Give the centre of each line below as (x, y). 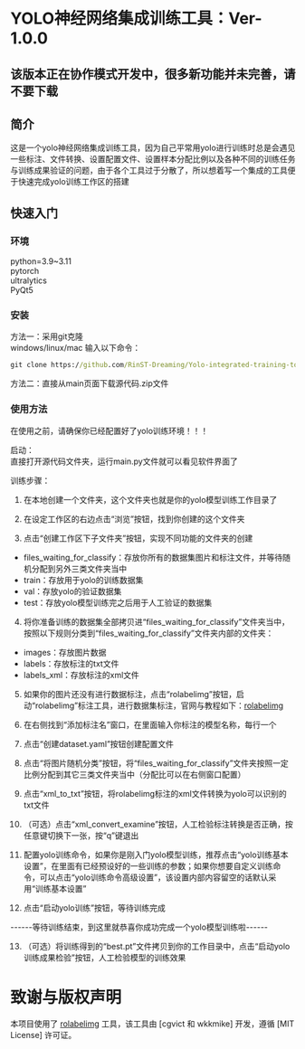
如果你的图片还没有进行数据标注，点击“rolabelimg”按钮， (130, 694)
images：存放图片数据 (65, 652)
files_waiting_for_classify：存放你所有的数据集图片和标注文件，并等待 (153, 557)
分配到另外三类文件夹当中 (79, 568)
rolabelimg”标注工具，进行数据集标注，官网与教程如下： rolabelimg (159, 705)
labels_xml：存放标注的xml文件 (81, 675)
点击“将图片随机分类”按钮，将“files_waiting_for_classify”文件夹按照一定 (156, 763)
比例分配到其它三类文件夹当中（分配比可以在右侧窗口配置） (134, 774)
